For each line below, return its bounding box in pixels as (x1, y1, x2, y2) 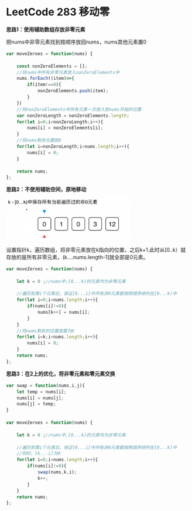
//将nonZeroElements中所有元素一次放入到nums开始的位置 (16, 106, 142, 112)
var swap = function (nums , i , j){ (6, 383, 85, 388)
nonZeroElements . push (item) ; (37, 88, 109, 94)
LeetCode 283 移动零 (6, 5, 110, 19)
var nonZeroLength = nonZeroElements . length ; (16, 113, 130, 119)
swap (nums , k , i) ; (37, 469, 77, 475)
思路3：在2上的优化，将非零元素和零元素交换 (6, 370, 115, 377)
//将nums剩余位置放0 (16, 137, 61, 144)
